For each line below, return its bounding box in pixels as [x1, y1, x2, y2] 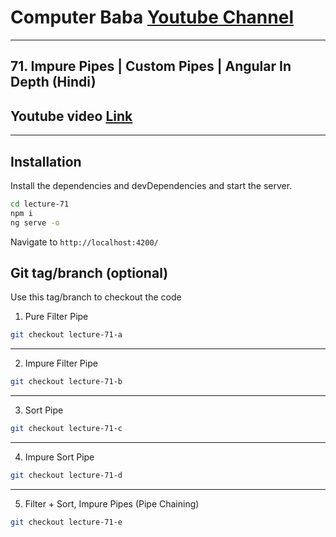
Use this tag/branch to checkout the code [10, 291, 182, 303]
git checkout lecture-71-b [10, 377, 123, 387]
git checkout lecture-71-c [10, 424, 123, 434]
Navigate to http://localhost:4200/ [10, 236, 159, 248]
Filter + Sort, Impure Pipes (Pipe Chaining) [24, 497, 200, 510]
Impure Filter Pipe [24, 357, 98, 370]
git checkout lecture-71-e [10, 517, 123, 527]
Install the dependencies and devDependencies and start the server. [10, 179, 293, 191]
